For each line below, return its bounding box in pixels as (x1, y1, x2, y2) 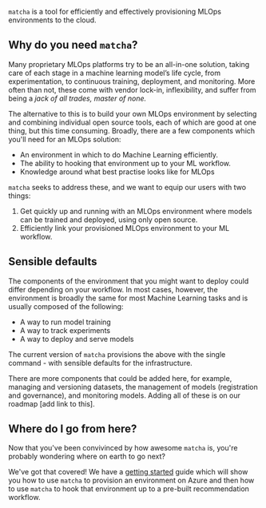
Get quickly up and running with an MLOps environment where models (19, 206, 252, 216)
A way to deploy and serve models (19, 334, 134, 343)
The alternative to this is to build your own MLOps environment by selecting (8, 109, 257, 118)
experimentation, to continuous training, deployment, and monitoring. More (8, 76, 256, 86)
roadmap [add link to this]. (8, 399, 95, 408)
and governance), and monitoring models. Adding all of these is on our (8, 391, 241, 400)
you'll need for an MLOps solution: (8, 134, 121, 144)
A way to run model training (19, 317, 112, 327)
